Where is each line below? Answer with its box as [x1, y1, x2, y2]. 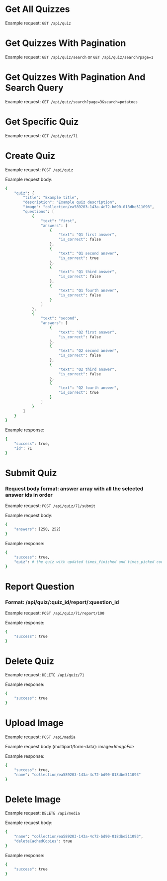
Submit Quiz [5, 468, 57, 479]
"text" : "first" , [40, 218, 77, 223]
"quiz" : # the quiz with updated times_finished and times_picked [14, 559, 155, 565]
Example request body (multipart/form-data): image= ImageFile [5, 744, 134, 750]
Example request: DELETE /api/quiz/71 [5, 672, 84, 678]
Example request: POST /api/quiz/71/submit [5, 503, 96, 509]
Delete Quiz [5, 655, 55, 667]
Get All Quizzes [5, 3, 70, 15]
